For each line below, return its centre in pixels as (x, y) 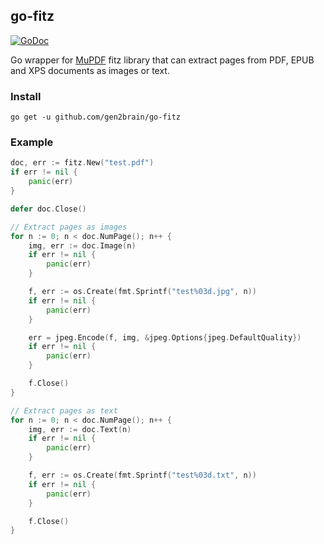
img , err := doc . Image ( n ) (82, 245)
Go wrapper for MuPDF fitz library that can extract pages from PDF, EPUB (162, 60)
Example (32, 142)
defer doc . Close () (48, 209)
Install (26, 96)
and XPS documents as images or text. (90, 70)
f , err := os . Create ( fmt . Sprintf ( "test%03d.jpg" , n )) (142, 292)
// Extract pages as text (64, 410)
